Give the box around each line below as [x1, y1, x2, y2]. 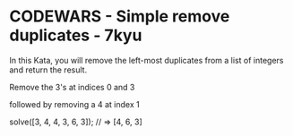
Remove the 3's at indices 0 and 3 [9, 81, 135, 92]
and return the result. [9, 64, 88, 75]
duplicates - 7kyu [9, 25, 142, 46]
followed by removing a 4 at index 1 [9, 98, 141, 109]
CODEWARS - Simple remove [9, 6, 230, 27]
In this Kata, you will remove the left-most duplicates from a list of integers [9, 55, 284, 65]
